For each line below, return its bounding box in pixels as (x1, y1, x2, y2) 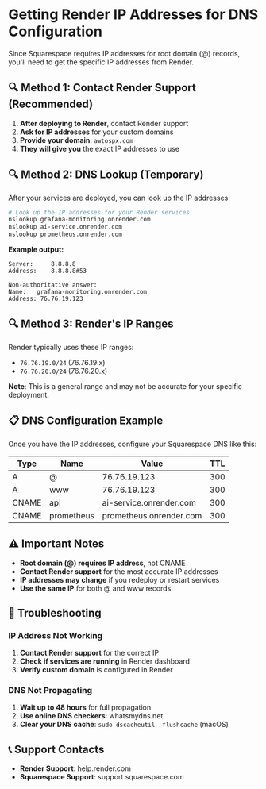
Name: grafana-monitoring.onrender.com (8, 288, 148, 296)
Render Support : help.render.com (19, 764, 131, 773)
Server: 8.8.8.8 (8, 260, 77, 268)
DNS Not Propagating (8, 685, 93, 696)
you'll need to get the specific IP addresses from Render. (8, 57, 195, 67)
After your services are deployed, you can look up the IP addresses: (8, 193, 230, 202)
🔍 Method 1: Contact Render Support (8, 81, 196, 94)
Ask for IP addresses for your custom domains (19, 127, 174, 137)
